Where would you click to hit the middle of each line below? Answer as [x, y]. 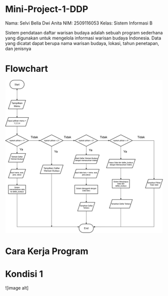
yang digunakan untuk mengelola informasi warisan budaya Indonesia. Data [83, 38]
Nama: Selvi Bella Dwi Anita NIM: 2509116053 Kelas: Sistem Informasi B [79, 23]
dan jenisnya [18, 48]
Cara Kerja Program [47, 251]
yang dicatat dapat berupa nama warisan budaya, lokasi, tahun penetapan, [82, 43]
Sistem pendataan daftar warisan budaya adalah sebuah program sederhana [84, 32]
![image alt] [17, 288]
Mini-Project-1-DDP [47, 9]
